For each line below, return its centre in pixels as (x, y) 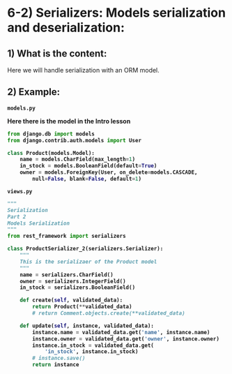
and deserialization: (66, 28)
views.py (20, 191)
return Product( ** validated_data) (82, 307)
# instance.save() (59, 358)
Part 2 (17, 217)
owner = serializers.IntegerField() (73, 281)
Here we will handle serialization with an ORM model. (84, 70)
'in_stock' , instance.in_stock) (91, 352)
